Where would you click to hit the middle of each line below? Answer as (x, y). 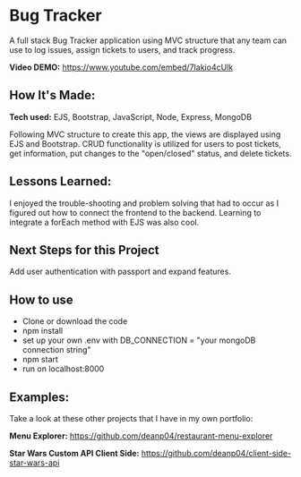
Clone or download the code (75, 321)
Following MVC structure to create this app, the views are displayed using (145, 134)
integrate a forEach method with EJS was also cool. (104, 222)
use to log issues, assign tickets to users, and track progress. (122, 49)
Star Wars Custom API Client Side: (74, 453)
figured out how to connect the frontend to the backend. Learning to (135, 212)
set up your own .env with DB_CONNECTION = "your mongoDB (139, 340)
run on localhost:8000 (63, 369)
